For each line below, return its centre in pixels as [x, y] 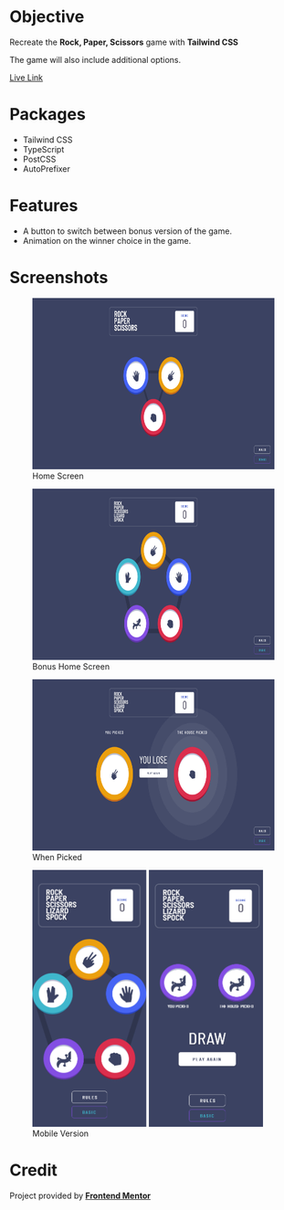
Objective [47, 17]
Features [44, 206]
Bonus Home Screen [71, 666]
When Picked [57, 857]
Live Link [26, 77]
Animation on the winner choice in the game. [107, 240]
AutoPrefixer [47, 168]
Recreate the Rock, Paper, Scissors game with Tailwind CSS [124, 42]
